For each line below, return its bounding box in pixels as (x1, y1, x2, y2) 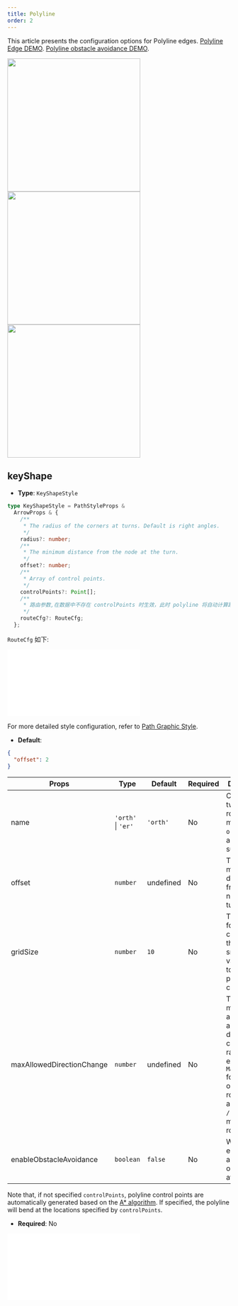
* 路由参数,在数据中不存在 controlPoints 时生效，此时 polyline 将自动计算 (23, 601, 228, 609)
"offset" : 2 (13, 756, 50, 763)
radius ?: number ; (20, 535, 72, 543)
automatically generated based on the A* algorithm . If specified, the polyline (7, 1197, 230, 1207)
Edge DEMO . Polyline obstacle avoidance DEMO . (7, 44, 150, 53)
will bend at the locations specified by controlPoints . (7, 1205, 163, 1214)
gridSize (11, 947, 39, 957)
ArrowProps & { (13, 509, 59, 517)
